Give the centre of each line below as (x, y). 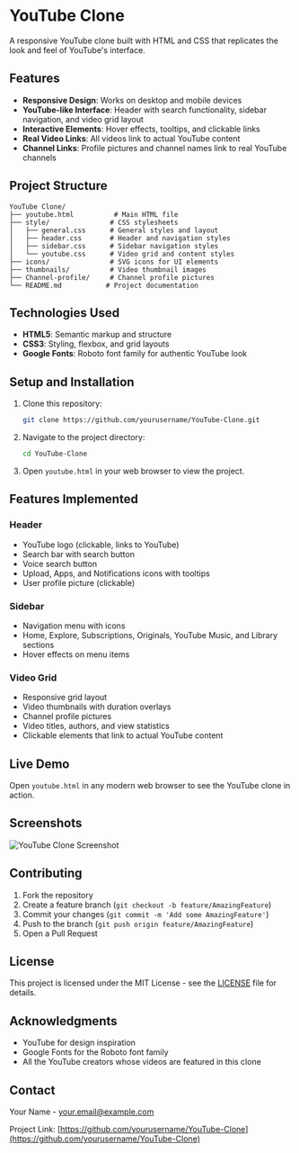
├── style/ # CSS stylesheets (94, 222)
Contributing (46, 874)
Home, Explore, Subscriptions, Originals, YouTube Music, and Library (150, 635)
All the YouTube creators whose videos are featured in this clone (142, 1062)
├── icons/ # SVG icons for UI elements (114, 262)
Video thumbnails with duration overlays (97, 707)
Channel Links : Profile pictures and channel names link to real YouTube (154, 148)
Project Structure (58, 186)
